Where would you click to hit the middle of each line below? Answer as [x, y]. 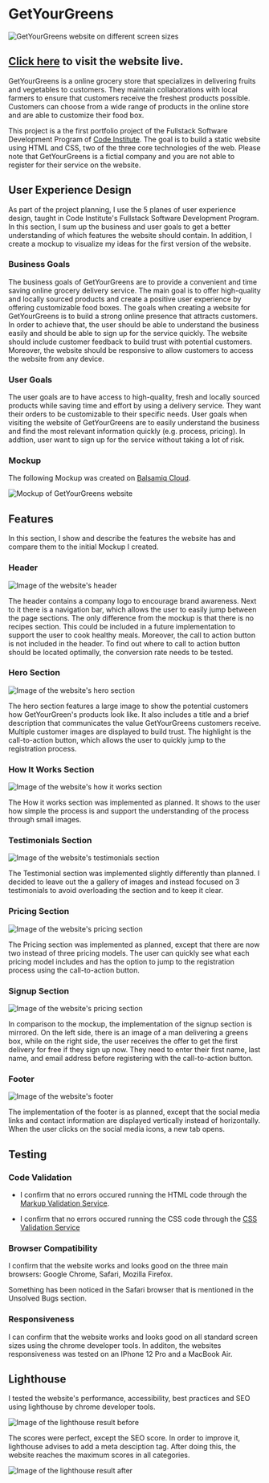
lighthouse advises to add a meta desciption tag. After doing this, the [122, 1447]
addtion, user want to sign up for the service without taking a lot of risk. [126, 440]
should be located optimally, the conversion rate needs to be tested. [121, 652]
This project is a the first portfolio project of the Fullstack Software [118, 130]
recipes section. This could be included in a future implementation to [122, 626]
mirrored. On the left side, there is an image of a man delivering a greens [128, 1033]
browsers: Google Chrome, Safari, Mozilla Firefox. [91, 1274]
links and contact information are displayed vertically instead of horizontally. [134, 1120]
